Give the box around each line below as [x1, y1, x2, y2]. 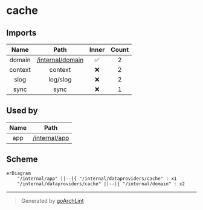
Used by [6, 106, 38, 116]
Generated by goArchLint [21, 197, 84, 204]
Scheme [6, 154, 38, 165]
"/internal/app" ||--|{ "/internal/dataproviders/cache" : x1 [17, 176, 177, 182]
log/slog [48, 75, 72, 83]
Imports [6, 28, 37, 38]
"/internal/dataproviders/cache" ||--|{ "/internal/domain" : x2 [17, 180, 185, 187]
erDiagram [6, 170, 31, 176]
